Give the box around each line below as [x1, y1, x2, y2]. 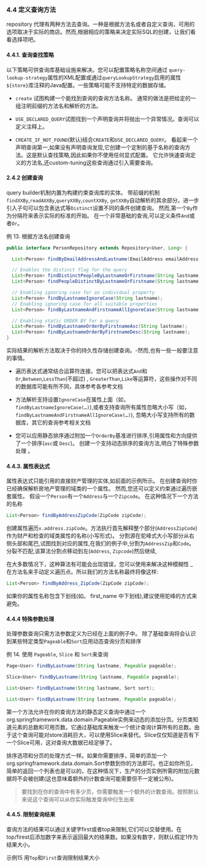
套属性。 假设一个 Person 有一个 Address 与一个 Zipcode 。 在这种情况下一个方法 [6, 492, 199, 500]
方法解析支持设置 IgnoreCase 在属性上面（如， [15, 396, 129, 403]
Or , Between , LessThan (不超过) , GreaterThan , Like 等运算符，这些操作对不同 [15, 375, 197, 383]
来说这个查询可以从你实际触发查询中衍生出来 [21, 795, 135, 803]
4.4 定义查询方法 [6, 5, 56, 14]
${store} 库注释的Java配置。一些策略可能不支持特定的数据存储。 [6, 81, 170, 88]
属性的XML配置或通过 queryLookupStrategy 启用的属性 [47, 74, 181, 81]
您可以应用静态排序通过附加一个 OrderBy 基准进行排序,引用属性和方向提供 [15, 432, 197, 440]
